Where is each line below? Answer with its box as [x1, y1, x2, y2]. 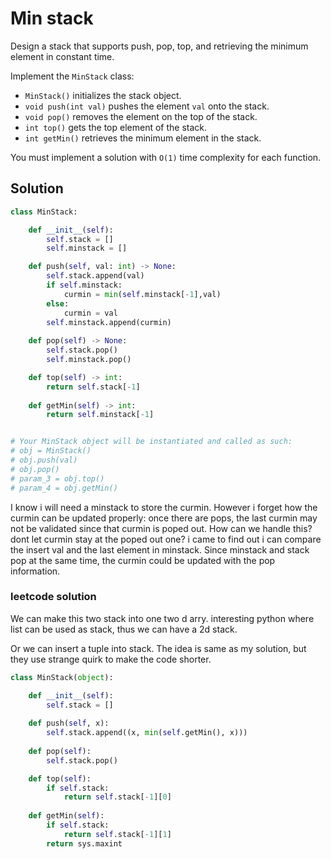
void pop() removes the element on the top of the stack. [24, 110, 258, 122]
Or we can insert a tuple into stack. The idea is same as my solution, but [10, 642, 307, 654]
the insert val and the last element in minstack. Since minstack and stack [10, 543, 310, 556]
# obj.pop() [10, 464, 60, 474]
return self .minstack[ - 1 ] [46, 410, 155, 420]
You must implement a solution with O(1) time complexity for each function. [10, 151, 322, 163]
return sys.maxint [46, 838, 123, 849]
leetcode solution [10, 590, 97, 604]
